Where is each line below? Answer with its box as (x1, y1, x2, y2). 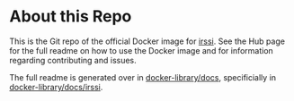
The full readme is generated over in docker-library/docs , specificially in (9, 72, 277, 82)
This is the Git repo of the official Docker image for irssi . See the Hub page (9, 36, 286, 46)
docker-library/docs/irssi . (9, 81, 103, 92)
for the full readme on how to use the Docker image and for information (9, 45, 274, 55)
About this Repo (9, 6, 132, 27)
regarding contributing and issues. (9, 55, 137, 65)
